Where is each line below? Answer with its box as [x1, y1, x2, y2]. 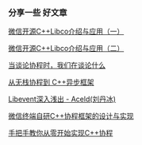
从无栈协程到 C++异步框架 [8, 77, 94, 87]
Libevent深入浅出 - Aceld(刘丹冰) [8, 94, 117, 104]
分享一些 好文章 [8, 6, 67, 18]
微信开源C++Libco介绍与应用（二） [8, 44, 125, 53]
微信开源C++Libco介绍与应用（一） [8, 26, 125, 37]
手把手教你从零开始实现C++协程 [8, 128, 113, 138]
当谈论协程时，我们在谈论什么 [8, 61, 106, 70]
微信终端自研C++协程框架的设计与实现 [8, 112, 134, 121]
